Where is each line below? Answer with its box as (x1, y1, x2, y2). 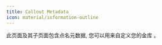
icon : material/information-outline (6, 14, 99, 20)
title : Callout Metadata (6, 8, 69, 15)
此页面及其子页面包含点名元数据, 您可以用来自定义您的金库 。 (6, 31, 159, 39)
